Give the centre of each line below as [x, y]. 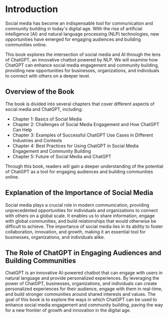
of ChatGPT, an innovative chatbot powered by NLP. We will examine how [81, 59]
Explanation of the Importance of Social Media [79, 193]
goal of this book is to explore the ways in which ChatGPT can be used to [81, 300]
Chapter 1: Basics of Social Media [47, 119]
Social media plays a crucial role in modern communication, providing [77, 205]
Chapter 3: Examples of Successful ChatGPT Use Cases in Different [83, 135]
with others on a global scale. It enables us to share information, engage [80, 216]
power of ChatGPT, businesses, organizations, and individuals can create [81, 284]
